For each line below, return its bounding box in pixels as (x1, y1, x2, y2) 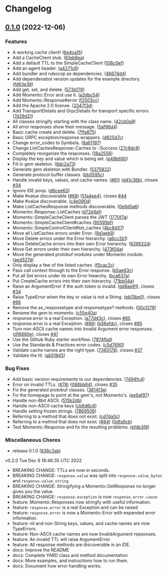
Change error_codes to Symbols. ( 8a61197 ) (12, 140, 101, 146)
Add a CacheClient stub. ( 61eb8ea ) (12, 55, 85, 61)
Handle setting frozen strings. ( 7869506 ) (12, 408, 97, 414)
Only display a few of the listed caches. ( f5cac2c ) (12, 262, 115, 268)
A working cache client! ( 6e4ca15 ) (12, 49, 83, 55)
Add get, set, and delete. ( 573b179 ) (12, 86, 85, 93)
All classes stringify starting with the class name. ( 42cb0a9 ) (12, 118, 136, 124)
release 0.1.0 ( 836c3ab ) (12, 448, 61, 454)
